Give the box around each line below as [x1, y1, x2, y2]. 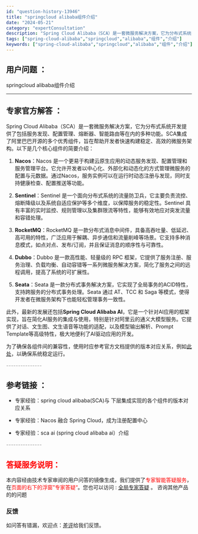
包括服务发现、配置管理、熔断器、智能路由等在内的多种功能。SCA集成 [16, 130, 187, 137]
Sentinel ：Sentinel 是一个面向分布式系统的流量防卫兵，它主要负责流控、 [14, 192, 191, 199]
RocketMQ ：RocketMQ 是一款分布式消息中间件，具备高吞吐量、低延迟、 [14, 226, 192, 233]
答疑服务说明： [6, 460, 61, 470]
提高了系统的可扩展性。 [35, 268, 93, 276]
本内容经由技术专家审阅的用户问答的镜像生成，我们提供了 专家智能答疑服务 [6, 476, 187, 483]
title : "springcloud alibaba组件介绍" [6, 14, 98, 20]
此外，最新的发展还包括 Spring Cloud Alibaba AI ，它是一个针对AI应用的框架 [6, 308, 190, 315]
